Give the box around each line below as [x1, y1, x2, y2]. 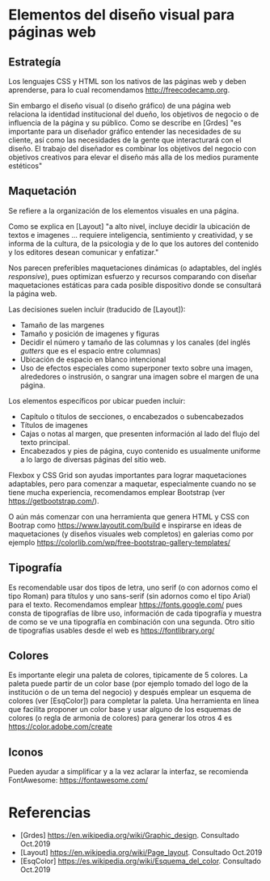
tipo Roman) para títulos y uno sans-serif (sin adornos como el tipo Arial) [8, 591, 251, 600]
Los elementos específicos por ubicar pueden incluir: [8, 396, 186, 405]
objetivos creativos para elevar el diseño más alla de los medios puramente [8, 152, 259, 162]
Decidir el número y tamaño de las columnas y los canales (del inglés [19, 337, 251, 347]
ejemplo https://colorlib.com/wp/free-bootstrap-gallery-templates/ [8, 537, 230, 547]
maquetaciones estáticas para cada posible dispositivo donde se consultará [8, 280, 262, 290]
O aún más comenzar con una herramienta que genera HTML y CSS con [8, 511, 250, 521]
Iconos [8, 745, 44, 759]
